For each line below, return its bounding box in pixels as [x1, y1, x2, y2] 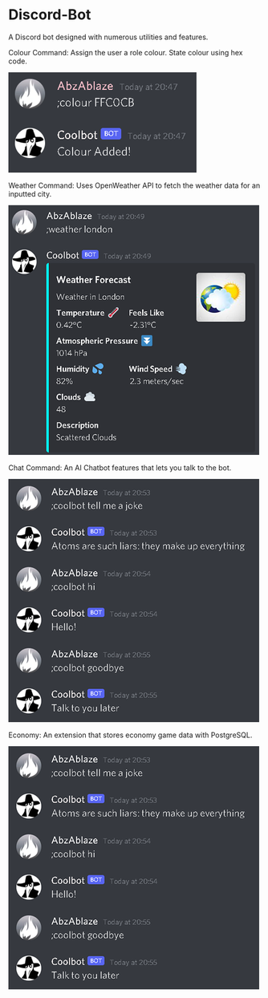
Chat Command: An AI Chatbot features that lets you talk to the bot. [8, 463, 232, 473]
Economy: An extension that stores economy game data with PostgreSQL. [8, 730, 253, 740]
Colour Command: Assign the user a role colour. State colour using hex [8, 47, 243, 57]
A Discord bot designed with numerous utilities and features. [8, 32, 209, 42]
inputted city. [8, 189, 52, 198]
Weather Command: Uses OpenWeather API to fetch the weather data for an [8, 181, 261, 190]
